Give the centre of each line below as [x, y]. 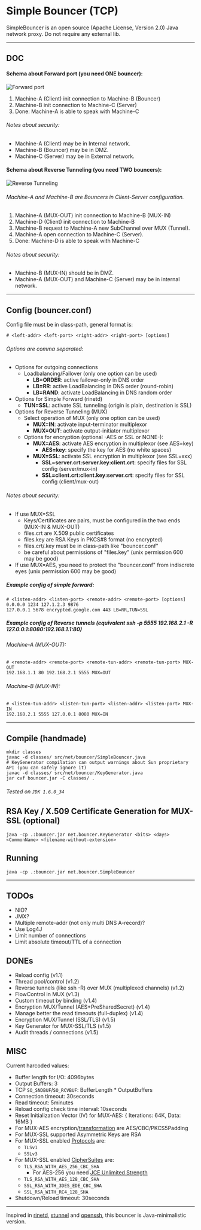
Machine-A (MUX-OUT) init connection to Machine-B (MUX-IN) [93, 215]
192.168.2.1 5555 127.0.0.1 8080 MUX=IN [57, 714]
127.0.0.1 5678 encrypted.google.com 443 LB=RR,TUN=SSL [77, 610]
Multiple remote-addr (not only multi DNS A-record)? [80, 923]
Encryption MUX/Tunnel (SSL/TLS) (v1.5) [65, 1020]
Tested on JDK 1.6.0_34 [35, 791]
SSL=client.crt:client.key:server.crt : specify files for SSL [113, 475]
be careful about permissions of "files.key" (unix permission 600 [103, 552]
